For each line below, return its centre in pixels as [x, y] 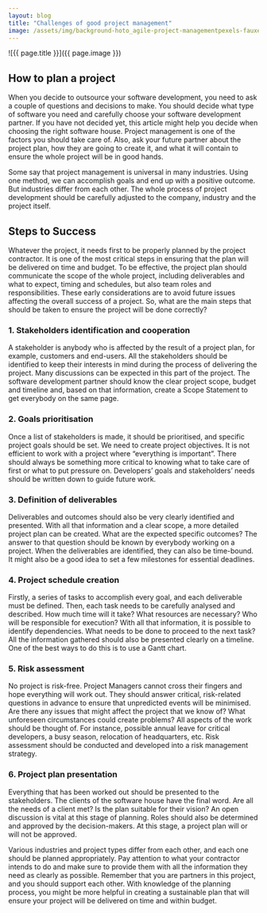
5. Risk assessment [46, 669]
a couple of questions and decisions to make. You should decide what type [131, 106]
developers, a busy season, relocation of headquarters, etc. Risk [114, 737]
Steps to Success [52, 231]
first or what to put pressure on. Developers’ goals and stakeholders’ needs [132, 470]
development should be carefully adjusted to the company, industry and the [132, 198]
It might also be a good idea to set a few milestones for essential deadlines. [132, 559]
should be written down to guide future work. [82, 478]
